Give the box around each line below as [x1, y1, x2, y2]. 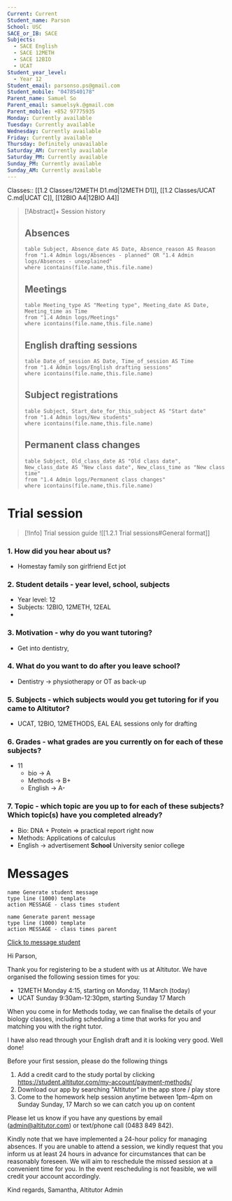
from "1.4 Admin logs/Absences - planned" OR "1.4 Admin [24, 252, 194, 259]
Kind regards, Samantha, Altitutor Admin [7, 1186, 124, 1194]
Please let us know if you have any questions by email [7, 1113, 163, 1122]
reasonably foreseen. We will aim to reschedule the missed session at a [7, 1157, 213, 1165]
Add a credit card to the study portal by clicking [17, 1070, 155, 1078]
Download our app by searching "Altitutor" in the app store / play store [17, 1085, 220, 1094]
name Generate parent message [7, 913, 96, 921]
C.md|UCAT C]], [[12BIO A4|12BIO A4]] [7, 194, 120, 202]
